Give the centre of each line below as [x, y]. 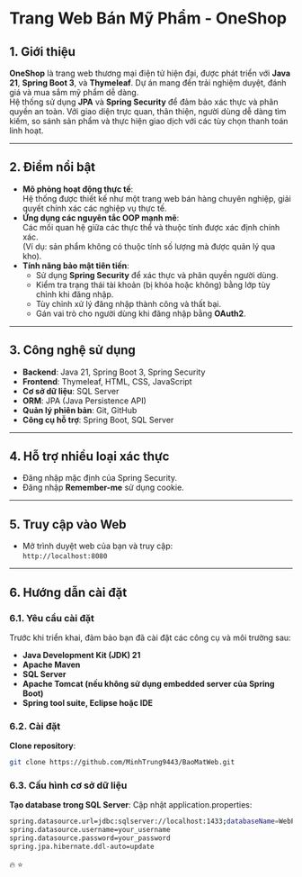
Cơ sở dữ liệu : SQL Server [71, 391]
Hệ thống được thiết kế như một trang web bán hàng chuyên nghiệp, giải [157, 198]
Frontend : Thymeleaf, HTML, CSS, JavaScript [107, 381]
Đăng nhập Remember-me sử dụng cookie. [103, 488]
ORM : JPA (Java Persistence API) [84, 401]
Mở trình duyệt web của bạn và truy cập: [98, 546]
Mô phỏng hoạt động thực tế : [78, 189]
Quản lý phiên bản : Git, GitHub [80, 410]
